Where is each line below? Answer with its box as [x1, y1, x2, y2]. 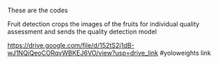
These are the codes [7, 6, 68, 14]
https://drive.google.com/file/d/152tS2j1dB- [7, 41, 135, 49]
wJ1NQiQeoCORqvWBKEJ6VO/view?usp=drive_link [7, 49, 159, 57]
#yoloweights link [160, 49, 212, 57]
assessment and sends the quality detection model [7, 28, 157, 36]
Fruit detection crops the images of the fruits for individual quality [7, 20, 199, 28]
